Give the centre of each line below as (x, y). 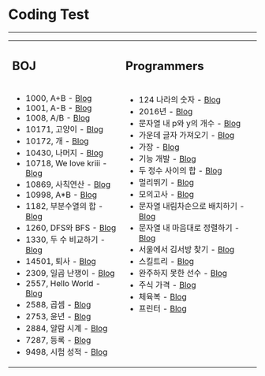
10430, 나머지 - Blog (65, 153)
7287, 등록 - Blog (58, 341)
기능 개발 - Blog (167, 159)
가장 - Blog (159, 147)
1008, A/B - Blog (58, 118)
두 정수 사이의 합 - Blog (180, 171)
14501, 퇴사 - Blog (61, 262)
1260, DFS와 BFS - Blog (71, 228)
